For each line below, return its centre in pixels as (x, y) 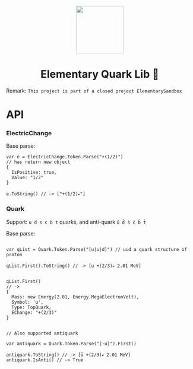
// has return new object (38, 162)
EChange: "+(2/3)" (34, 312)
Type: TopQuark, (31, 307)
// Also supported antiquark (42, 333)
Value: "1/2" (28, 178)
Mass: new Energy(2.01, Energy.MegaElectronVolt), (75, 297)
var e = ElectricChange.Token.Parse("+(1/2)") (65, 157)
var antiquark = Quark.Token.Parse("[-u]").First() (71, 343)
